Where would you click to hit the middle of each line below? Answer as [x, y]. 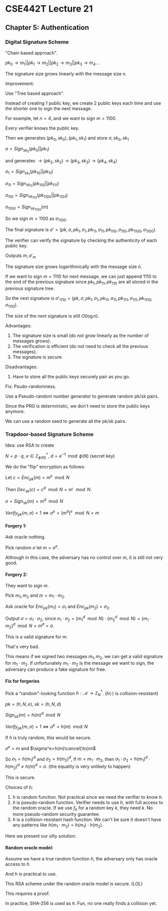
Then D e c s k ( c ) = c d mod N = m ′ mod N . [48, 489]
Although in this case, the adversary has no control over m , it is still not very [84, 557]
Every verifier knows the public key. [42, 128]
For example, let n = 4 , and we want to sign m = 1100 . [61, 118]
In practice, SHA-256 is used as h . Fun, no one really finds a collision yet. [81, 903]
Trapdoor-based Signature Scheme [49, 434]
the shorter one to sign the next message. [49, 108]
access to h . [18, 864]
